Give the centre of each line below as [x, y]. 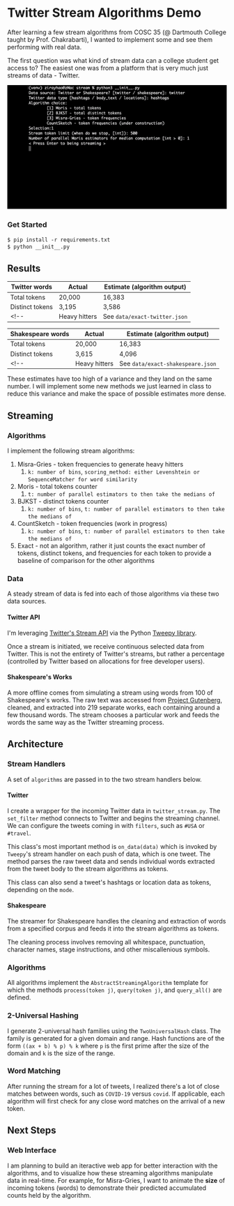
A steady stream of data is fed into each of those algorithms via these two [113, 594]
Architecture [36, 744]
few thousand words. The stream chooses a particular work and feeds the [113, 715]
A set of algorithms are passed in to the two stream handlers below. [104, 779]
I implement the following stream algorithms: [71, 451]
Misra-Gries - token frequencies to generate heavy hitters [100, 465]
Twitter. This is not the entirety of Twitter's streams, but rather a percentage [116, 654]
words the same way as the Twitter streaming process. [86, 722]
